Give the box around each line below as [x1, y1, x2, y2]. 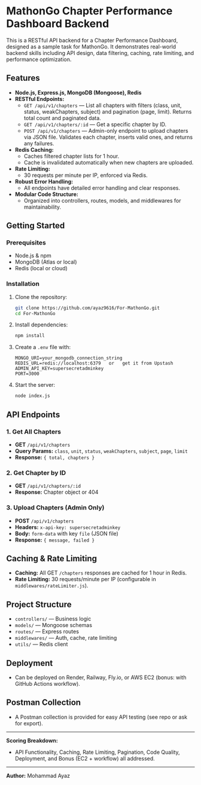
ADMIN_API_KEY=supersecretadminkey [14, 366, 104, 372]
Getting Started [6, 221, 65, 231]
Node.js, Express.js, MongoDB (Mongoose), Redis [14, 88, 142, 96]
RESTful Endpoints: [14, 95, 65, 102]
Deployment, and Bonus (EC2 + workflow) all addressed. [14, 755, 156, 762]
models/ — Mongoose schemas [14, 622, 93, 629]
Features [6, 73, 40, 83]
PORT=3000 [14, 371, 40, 377]
